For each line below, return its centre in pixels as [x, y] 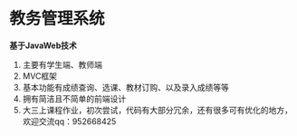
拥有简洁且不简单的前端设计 [74, 98]
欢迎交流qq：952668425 [69, 121]
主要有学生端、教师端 [62, 64]
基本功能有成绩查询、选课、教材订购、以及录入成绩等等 [125, 87]
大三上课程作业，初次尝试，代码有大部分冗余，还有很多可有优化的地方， [157, 110]
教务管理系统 [57, 19]
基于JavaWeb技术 [43, 45]
